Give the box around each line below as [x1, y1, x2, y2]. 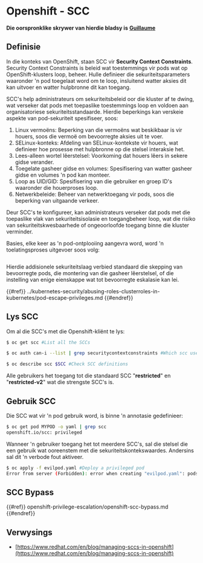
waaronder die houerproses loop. [14, 184, 98, 191]
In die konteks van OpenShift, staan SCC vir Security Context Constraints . [6, 57, 193, 65]
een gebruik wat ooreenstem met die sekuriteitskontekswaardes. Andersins [6, 446, 195, 454]
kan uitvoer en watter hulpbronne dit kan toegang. [6, 83, 131, 91]
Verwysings [6, 527, 53, 538]
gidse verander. [14, 158, 54, 166]
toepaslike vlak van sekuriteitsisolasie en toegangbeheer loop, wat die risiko [6, 215, 196, 222]
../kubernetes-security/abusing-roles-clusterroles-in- [27, 287, 160, 295]
